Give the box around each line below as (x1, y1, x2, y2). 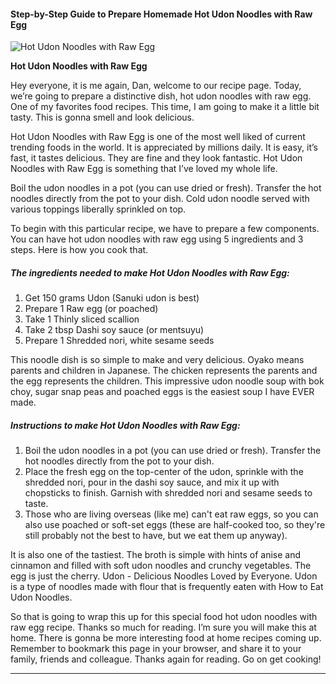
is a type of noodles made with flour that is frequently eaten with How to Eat (10, 581, 324, 593)
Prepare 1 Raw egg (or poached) (24, 303, 159, 315)
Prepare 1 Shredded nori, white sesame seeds (24, 335, 215, 347)
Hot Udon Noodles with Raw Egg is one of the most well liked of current (10, 131, 306, 143)
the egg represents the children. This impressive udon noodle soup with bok (10, 375, 325, 387)
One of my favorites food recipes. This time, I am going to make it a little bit (10, 101, 320, 113)
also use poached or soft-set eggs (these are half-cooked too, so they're (24, 519, 326, 531)
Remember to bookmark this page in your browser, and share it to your (10, 643, 302, 655)
